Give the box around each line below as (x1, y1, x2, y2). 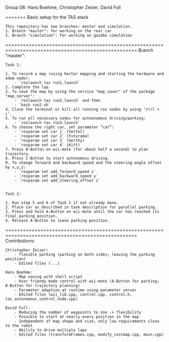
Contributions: (5, 238, 35, 243)
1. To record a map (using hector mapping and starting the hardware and (5, 71, 164, 76)
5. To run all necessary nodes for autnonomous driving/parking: (5, 116, 146, 121)
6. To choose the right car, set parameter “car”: (5, 125, 114, 130)
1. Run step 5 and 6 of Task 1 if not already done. (5, 200, 119, 205)
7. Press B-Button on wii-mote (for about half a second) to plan (5, 147, 148, 152)
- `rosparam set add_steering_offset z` (14, 178, 101, 183)
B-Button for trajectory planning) (5, 283, 80, 288)
